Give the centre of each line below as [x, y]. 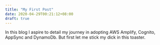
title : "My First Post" [29, 9]
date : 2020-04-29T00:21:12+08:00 [39, 14]
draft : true [17, 18]
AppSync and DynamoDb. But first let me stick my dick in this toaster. [75, 37]
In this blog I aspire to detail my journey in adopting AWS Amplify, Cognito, [80, 32]
